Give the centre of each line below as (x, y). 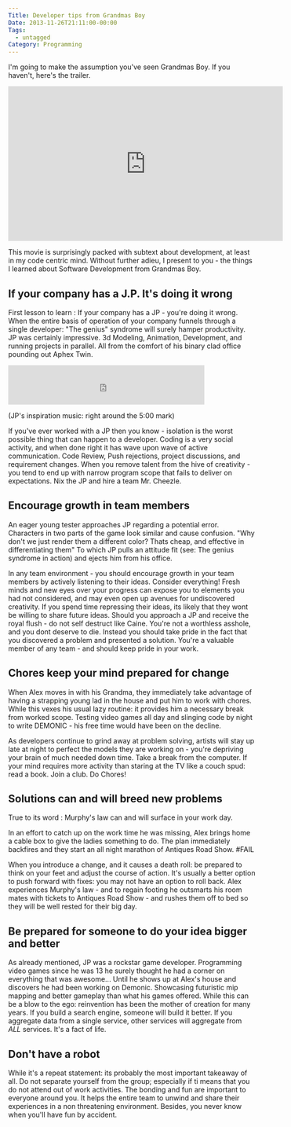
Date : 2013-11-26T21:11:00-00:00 (63, 23)
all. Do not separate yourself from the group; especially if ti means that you (129, 1081)
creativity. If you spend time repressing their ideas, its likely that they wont (128, 607)
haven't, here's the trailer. (49, 75)
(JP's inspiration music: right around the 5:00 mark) (91, 415)
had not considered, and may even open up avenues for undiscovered (122, 598)
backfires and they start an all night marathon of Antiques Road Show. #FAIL (131, 850)
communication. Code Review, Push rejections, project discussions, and (124, 456)
